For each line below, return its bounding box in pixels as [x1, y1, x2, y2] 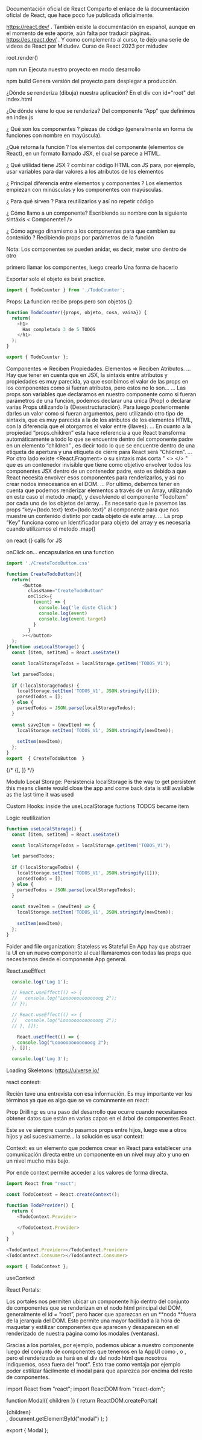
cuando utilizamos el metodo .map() [6, 525, 96, 532]
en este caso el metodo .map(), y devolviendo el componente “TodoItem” [6, 493, 188, 500]
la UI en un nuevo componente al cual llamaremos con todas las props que [6, 949, 192, 956]
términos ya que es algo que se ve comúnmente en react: [6, 1097, 150, 1104]
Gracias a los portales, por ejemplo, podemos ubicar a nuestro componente [6, 1341, 194, 1348]
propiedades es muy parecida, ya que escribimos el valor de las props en [6, 377, 189, 385]
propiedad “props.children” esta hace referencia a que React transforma [6, 429, 186, 436]
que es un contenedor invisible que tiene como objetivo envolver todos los [6, 461, 192, 468]
